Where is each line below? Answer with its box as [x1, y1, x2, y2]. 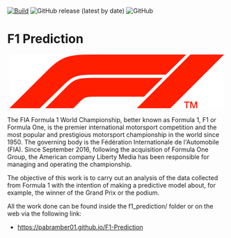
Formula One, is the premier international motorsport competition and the [7, 123, 217, 131]
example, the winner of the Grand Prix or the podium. [7, 188, 160, 197]
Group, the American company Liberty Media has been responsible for [7, 152, 210, 161]
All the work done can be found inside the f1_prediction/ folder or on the [7, 202, 214, 210]
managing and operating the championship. [7, 160, 132, 168]
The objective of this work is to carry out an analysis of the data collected [7, 173, 218, 181]
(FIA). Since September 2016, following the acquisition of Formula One [7, 145, 209, 154]
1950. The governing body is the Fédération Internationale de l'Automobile [7, 137, 219, 146]
